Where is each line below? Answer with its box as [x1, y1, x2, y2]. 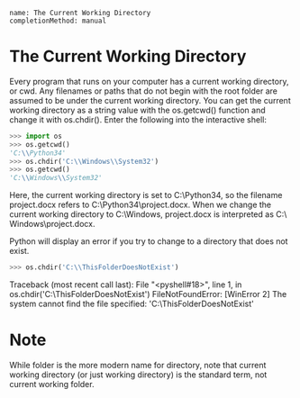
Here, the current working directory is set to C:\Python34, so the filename [9, 190, 283, 201]
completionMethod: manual [9, 16, 106, 25]
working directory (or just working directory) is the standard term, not [9, 369, 268, 380]
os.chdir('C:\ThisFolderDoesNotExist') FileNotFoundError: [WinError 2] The [9, 289, 287, 300]
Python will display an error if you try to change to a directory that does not [9, 236, 288, 247]
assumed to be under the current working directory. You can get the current [9, 95, 291, 105]
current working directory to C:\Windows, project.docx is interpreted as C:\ [9, 209, 287, 220]
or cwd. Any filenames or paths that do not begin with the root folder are [9, 86, 277, 96]
